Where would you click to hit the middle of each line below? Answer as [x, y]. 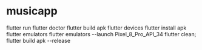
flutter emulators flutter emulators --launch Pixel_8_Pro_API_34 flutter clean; [101, 34]
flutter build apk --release [39, 40]
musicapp [32, 11]
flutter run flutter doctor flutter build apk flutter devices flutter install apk [96, 28]
